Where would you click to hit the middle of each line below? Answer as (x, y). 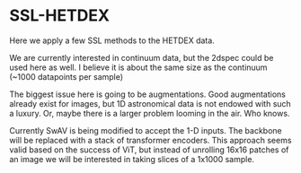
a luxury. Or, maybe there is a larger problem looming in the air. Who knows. (150, 113)
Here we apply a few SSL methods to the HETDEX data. (112, 40)
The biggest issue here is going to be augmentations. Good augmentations (147, 94)
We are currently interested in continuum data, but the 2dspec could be (142, 57)
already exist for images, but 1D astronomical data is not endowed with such (150, 103)
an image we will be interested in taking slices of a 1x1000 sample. (132, 159)
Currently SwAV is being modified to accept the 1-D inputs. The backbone (146, 130)
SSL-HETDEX (60, 16)
